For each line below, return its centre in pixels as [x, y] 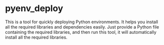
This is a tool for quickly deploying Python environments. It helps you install [82, 22]
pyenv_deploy [34, 8]
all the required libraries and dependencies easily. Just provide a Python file [82, 27]
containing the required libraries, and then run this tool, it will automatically [81, 32]
